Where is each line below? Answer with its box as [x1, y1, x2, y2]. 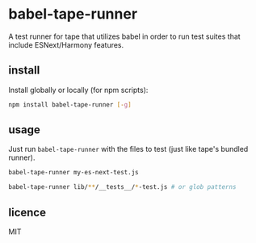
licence [8, 205, 47, 219]
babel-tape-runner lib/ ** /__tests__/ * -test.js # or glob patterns [8, 183, 237, 191]
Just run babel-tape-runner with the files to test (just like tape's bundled [8, 145, 249, 154]
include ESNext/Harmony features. [8, 40, 124, 49]
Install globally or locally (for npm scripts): [8, 85, 149, 94]
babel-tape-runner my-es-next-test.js [8, 169, 139, 177]
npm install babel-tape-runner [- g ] [8, 100, 132, 109]
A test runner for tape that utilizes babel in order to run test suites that [8, 31, 241, 41]
